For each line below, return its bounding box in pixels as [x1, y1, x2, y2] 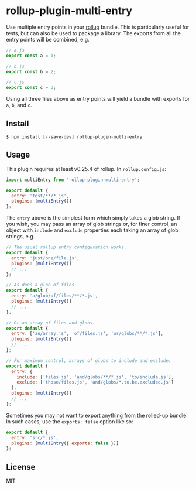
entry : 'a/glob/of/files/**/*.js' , [11, 293, 98, 299]
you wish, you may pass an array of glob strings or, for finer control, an [6, 221, 177, 228]
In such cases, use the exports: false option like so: [6, 418, 133, 425]
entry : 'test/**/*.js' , [11, 193, 69, 199]
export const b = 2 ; [6, 69, 57, 74]
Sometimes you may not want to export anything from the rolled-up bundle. [6, 412, 188, 419]
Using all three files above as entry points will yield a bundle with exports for [6, 95, 190, 102]
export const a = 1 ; [6, 53, 57, 59]
